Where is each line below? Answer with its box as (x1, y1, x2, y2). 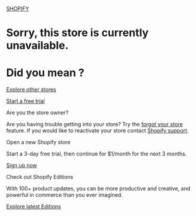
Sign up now (6, 162, 37, 169)
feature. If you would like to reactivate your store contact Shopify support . (6, 127, 189, 134)
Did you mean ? (6, 66, 85, 80)
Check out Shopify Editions (6, 174, 74, 181)
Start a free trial (6, 98, 45, 105)
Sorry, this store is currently (6, 26, 149, 39)
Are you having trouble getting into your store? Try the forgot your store (6, 121, 183, 128)
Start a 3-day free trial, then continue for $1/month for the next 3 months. (6, 150, 187, 157)
